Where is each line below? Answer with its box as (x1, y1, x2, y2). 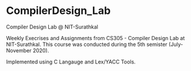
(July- (168, 41, 183, 48)
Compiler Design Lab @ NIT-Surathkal (6, 23, 99, 30)
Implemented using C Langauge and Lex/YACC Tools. (6, 58, 136, 65)
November (6, 47, 32, 54)
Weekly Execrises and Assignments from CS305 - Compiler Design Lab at (6, 34, 185, 41)
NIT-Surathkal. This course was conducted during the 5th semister (6, 41, 167, 48)
